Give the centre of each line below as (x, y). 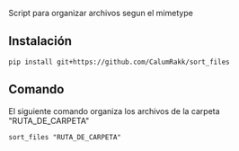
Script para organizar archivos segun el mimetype (101, 13)
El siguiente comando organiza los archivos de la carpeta (115, 111)
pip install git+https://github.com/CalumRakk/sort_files (119, 62)
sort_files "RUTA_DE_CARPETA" (65, 137)
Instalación (40, 41)
